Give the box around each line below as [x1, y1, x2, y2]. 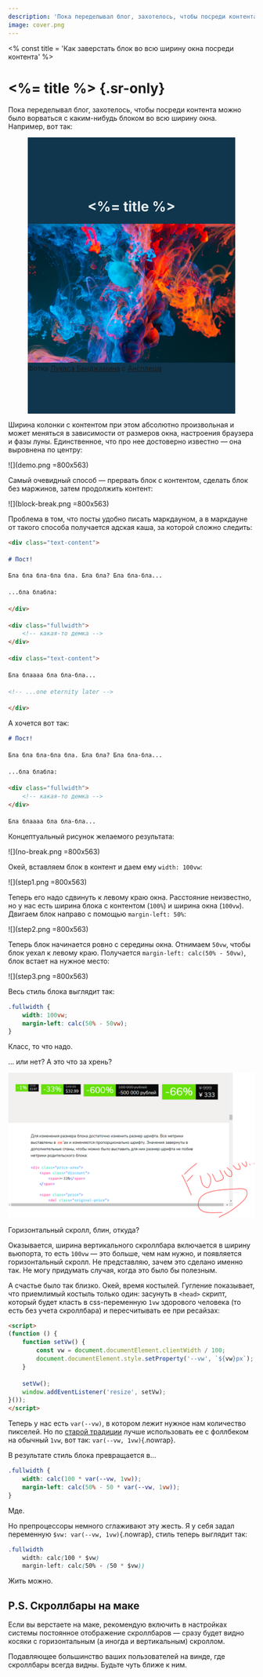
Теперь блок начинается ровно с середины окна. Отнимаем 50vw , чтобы [8, 939, 250, 949]
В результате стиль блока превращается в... [8, 1451, 157, 1460]
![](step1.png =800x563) [8, 877, 88, 886]
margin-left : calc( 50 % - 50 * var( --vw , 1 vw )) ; [22, 1483, 181, 1491]
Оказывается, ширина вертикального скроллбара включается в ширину [8, 1240, 250, 1250]
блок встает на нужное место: [8, 956, 110, 966]
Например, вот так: [8, 122, 73, 131]
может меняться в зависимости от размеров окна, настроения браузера [8, 428, 254, 437]
